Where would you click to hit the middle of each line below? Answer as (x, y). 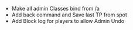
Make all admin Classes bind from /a (55, 9)
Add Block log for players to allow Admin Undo (68, 21)
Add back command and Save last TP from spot (69, 15)
